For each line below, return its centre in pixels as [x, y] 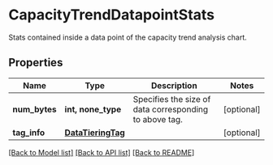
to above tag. [158, 119]
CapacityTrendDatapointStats [112, 15]
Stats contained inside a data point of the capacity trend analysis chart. [128, 37]
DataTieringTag [95, 133]
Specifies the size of [172, 99]
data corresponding [171, 109]
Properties [36, 63]
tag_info [29, 133]
